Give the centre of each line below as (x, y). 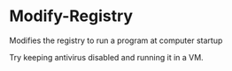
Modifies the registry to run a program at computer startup (116, 40)
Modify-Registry (71, 16)
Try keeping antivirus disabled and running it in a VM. (106, 57)
